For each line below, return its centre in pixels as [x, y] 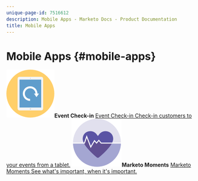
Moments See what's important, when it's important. [72, 171]
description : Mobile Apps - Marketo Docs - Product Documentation [92, 19]
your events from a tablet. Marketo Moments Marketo [99, 165]
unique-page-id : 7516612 [38, 13]
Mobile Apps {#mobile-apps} [81, 56]
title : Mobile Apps [31, 25]
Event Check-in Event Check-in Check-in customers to [123, 116]
